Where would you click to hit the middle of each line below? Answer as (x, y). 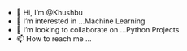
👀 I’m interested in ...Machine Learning (80, 21)
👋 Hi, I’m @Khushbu (50, 13)
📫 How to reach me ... (54, 39)
